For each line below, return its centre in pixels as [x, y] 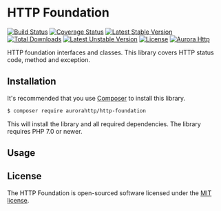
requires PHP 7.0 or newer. [45, 131]
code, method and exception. [49, 59]
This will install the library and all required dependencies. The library [104, 124]
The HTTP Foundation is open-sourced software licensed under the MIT [109, 193]
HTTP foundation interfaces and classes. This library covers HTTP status [111, 52]
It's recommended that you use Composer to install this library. [96, 98]
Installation [32, 82]
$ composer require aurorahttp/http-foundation [77, 111]
